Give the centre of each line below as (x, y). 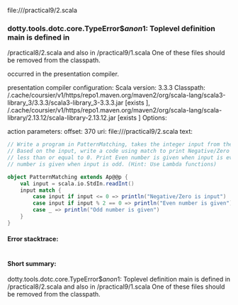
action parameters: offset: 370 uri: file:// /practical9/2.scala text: (100, 132)
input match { (41, 190)
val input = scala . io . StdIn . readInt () (77, 183)
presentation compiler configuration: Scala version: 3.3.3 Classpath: (106, 88)
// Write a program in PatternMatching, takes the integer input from (114, 144)
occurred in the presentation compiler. (63, 74)
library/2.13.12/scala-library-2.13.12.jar (62, 118)
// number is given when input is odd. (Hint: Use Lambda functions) (112, 164)
